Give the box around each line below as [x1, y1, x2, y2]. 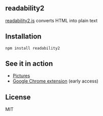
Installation [5, 32, 42, 41]
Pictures [12, 73, 30, 79]
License [5, 93, 31, 101]
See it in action [5, 59, 53, 68]
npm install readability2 [5, 46, 60, 51]
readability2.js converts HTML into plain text [5, 17, 98, 23]
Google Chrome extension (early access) [12, 78, 99, 84]
